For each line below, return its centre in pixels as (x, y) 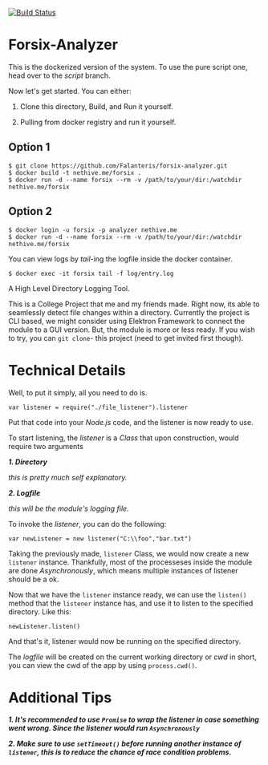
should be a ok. (34, 579)
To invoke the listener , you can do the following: (87, 524)
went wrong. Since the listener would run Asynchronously (104, 728)
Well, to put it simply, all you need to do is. (78, 392)
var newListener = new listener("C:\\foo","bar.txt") (100, 538)
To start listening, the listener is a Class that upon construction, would (124, 438)
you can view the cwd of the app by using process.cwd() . (103, 665)
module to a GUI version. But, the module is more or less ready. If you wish (132, 330)
